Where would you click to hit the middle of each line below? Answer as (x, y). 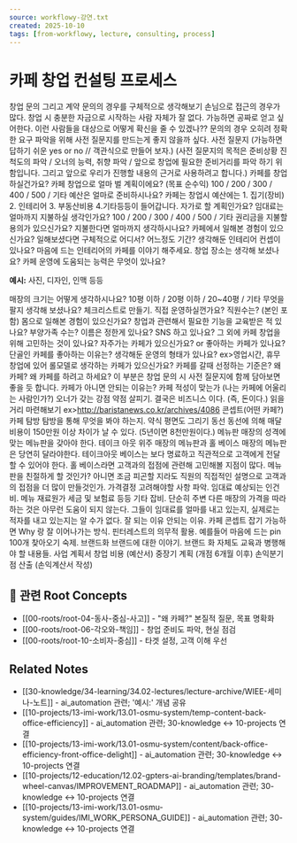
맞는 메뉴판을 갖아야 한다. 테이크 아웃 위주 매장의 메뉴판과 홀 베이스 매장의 (136, 443)
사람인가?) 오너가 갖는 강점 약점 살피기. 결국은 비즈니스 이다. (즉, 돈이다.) (143, 398)
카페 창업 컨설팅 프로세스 (93, 80)
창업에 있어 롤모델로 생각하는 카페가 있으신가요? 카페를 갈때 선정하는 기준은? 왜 (145, 366)
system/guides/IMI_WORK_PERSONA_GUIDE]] (106, 817)
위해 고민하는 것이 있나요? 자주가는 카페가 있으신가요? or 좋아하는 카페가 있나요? (147, 344)
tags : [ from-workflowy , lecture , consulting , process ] (112, 34)
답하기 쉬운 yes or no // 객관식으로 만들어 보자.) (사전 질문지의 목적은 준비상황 (144, 151)
